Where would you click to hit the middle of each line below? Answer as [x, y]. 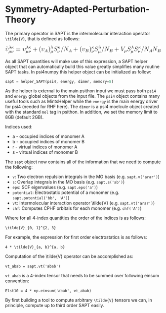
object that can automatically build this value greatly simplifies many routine [82, 66]
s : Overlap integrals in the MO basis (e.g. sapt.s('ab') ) [68, 182]
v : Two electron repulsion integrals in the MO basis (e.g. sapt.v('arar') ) [86, 177]
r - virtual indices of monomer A [45, 147]
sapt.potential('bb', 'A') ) [41, 198]
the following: [19, 167]
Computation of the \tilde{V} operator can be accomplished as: [69, 256]
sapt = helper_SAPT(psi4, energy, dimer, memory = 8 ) [59, 81]
